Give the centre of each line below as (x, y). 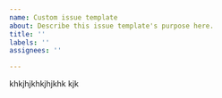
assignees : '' (36, 51)
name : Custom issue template (64, 17)
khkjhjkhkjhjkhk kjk (44, 84)
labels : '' (30, 42)
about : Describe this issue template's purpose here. (112, 26)
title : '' (28, 34)
